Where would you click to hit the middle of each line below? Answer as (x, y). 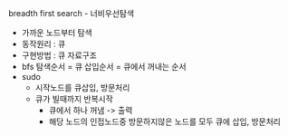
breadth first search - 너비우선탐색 (72, 13)
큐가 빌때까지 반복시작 (74, 99)
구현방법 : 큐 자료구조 (59, 55)
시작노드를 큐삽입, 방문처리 (82, 87)
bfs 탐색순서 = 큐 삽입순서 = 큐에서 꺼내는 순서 (104, 67)
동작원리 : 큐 (43, 44)
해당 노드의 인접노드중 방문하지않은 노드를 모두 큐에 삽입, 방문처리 (165, 121)
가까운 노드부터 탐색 (57, 33)
